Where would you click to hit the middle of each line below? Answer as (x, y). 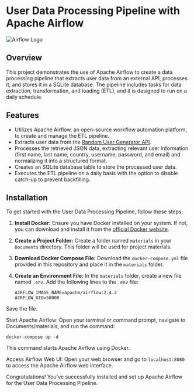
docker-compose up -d (32, 337)
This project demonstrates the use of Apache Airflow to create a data (89, 72)
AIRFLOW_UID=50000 (37, 298)
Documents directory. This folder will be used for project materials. (93, 247)
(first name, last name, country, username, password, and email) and (97, 154)
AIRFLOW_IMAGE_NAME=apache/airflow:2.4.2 (65, 293)
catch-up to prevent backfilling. (52, 179)
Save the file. (22, 309)
